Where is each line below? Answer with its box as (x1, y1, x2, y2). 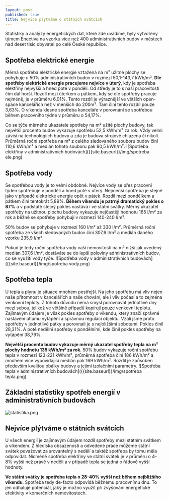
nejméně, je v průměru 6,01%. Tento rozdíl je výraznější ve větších (5, 96, 142, 102)
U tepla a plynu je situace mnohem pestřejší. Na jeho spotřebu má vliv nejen (5, 289, 162, 295)
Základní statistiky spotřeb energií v (5, 388, 121, 397)
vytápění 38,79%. (5, 331, 42, 338)
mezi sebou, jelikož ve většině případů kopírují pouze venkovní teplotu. (5, 305, 152, 311)
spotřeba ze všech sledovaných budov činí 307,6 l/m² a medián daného (5, 230, 153, 235)
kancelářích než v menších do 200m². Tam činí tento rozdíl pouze (19, 101, 155, 107)
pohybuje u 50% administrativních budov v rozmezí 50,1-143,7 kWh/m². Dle (5, 75, 162, 81)
